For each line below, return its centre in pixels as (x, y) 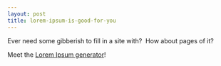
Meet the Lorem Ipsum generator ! (57, 55)
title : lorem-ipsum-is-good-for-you (62, 21)
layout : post (27, 14)
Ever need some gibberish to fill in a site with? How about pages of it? (110, 40)
